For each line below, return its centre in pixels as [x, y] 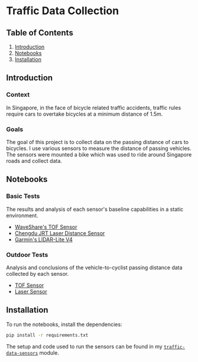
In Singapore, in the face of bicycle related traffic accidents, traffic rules [94, 107]
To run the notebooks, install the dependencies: [64, 324]
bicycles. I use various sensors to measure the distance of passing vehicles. [99, 148]
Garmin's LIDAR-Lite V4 [43, 239]
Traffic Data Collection [63, 11]
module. [49, 353]
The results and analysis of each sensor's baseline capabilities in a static [95, 209]
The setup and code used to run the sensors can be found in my [84, 346]
